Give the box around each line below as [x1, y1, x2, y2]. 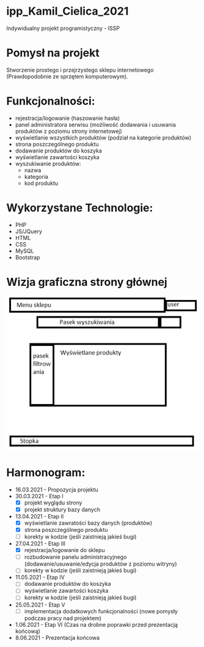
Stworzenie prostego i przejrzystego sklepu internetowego [6, 66, 154, 73]
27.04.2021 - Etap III [15, 540, 66, 547]
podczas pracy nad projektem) [24, 614, 102, 622]
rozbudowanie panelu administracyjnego [24, 553, 127, 561]
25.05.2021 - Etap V [15, 601, 65, 608]
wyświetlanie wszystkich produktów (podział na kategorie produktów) [15, 133, 192, 141]
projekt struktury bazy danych [24, 506, 101, 513]
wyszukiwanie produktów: [15, 160, 81, 167]
